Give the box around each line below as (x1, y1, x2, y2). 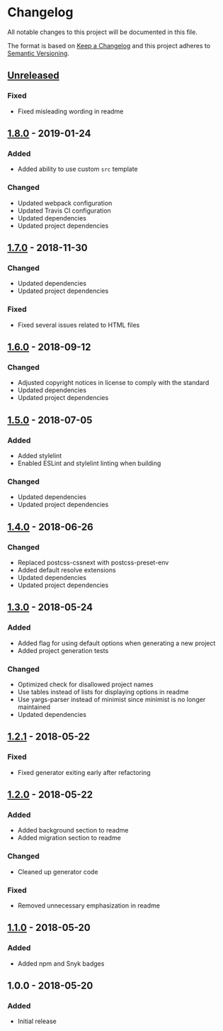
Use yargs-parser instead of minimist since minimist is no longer (17, 695, 206, 703)
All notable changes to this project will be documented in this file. (7, 28, 198, 36)
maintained (17, 703, 51, 711)
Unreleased (7, 69, 60, 82)
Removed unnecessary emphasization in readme (17, 901, 161, 910)
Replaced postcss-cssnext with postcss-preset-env (17, 558, 169, 567)
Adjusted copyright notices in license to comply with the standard (17, 379, 210, 387)
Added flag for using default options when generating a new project (17, 639, 216, 647)
